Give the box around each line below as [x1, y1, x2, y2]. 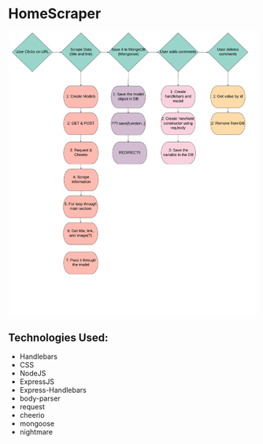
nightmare [19, 427, 54, 437]
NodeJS [19, 368, 46, 379]
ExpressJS [19, 377, 55, 386]
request [19, 402, 45, 412]
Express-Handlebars [19, 386, 87, 395]
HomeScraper [8, 5, 102, 23]
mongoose [19, 419, 55, 428]
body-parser [19, 394, 61, 403]
